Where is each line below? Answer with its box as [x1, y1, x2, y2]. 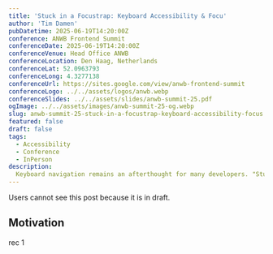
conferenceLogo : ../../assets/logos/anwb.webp [8, 87, 169, 96]
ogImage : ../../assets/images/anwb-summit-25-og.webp [8, 102, 195, 110]
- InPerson [15, 155, 53, 163]
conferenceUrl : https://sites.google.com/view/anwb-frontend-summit [8, 80, 245, 88]
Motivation [8, 216, 65, 230]
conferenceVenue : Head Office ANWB [8, 50, 129, 58]
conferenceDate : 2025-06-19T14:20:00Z [8, 42, 140, 50]
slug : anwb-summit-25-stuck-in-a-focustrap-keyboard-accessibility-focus [8, 110, 264, 118]
